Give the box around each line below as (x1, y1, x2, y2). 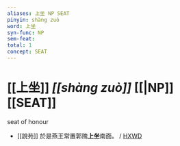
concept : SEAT (7, 49, 48, 56)
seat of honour (7, 117, 49, 125)
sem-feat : (7, 36, 36, 42)
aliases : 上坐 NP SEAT (7, 10, 70, 17)
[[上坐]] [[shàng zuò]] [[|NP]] (7, 80, 175, 96)
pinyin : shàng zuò (7, 16, 60, 23)
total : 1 (7, 42, 32, 49)
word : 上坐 (7, 23, 36, 29)
